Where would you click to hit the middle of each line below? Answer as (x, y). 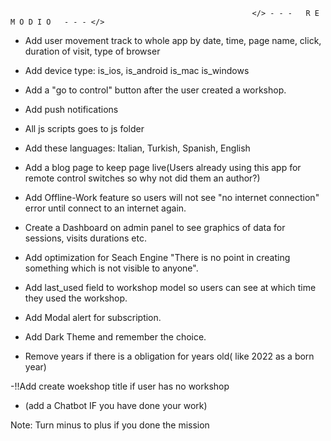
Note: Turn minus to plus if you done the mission (110, 425)
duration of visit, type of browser (92, 51)
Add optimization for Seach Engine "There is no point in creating (157, 257)
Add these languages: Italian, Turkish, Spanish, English (137, 148)
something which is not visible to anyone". (111, 268)
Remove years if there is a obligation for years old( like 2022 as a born (169, 356)
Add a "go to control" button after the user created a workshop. (155, 90)
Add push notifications (71, 109)
